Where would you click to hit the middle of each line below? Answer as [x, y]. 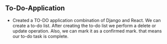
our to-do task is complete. [40, 36]
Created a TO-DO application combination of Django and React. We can [87, 20]
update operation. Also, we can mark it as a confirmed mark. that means [87, 31]
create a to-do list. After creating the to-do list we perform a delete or [84, 25]
